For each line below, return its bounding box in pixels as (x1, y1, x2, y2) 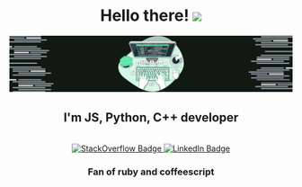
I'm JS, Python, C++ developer (63, 110, 239, 125)
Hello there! (100, 5, 190, 26)
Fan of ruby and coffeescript (87, 165, 215, 178)
